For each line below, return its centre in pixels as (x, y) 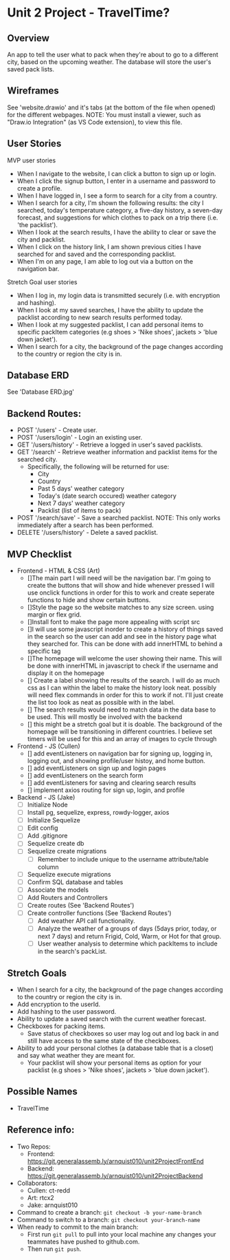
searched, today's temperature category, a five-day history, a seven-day (120, 210)
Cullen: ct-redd (49, 1190)
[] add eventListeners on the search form (85, 776)
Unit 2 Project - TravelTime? (89, 13)
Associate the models (58, 890)
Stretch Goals (37, 973)
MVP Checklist (39, 554)
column (48, 867)
